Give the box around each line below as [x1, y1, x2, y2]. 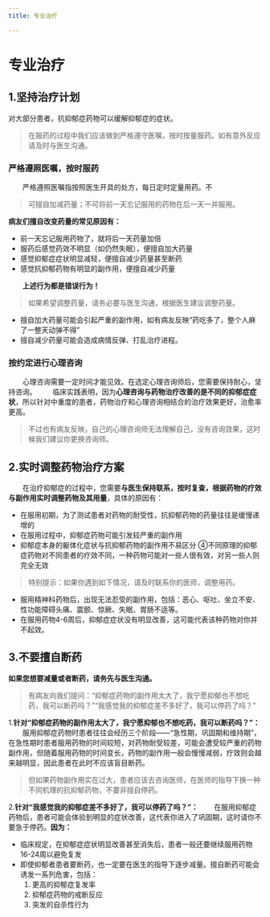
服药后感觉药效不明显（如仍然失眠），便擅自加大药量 [19, 243, 193, 253]
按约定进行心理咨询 [8, 357, 83, 368]
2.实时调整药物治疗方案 [8, 460, 125, 474]
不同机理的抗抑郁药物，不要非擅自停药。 [27, 785, 162, 795]
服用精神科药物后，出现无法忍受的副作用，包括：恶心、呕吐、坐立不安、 [19, 594, 260, 604]
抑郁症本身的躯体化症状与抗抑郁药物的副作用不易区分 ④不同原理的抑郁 [19, 541, 258, 550]
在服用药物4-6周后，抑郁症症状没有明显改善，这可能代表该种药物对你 [19, 615, 251, 624]
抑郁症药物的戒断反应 [31, 890, 103, 899]
